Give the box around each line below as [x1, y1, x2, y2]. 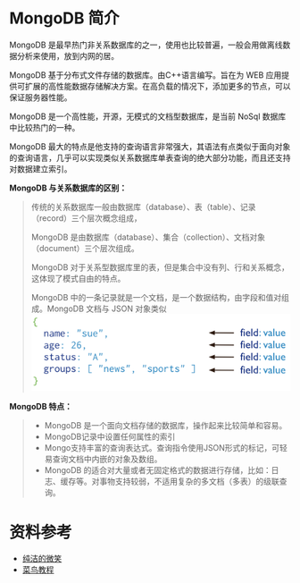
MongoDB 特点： [9, 401, 73, 412]
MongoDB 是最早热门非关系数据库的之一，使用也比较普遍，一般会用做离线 [9, 39, 283, 50]
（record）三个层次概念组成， [30, 212, 142, 224]
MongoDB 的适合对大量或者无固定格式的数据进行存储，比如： [44, 465, 272, 476]
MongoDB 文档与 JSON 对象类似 [46, 303, 167, 314]
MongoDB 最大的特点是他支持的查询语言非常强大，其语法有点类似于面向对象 [9, 140, 291, 152]
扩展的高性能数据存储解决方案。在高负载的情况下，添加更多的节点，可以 [24, 80, 291, 91]
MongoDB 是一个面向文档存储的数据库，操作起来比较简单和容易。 [44, 420, 287, 431]
